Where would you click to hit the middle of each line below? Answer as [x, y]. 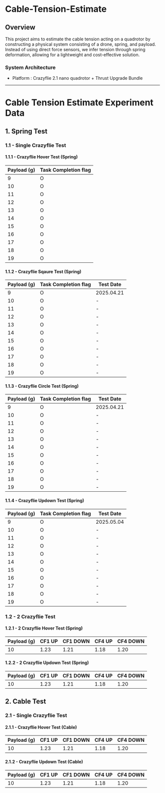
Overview [20, 27]
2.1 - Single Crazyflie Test [36, 716]
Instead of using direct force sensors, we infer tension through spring [75, 49]
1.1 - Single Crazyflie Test [36, 145]
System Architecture [30, 67]
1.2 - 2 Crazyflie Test [30, 616]
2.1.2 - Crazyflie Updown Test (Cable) [44, 762]
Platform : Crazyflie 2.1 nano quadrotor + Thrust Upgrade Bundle [77, 78]
